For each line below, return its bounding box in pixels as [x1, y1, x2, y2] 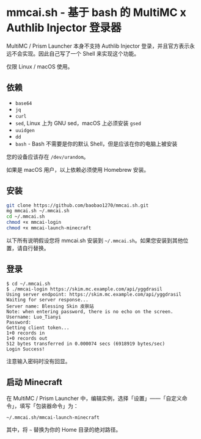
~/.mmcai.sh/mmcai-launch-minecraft [6, 414, 100, 421]
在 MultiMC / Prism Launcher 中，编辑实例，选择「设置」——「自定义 [6, 394, 182, 402]
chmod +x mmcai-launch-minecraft [6, 225, 92, 231]
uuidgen [15, 127, 35, 133]
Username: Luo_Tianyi [6, 314, 62, 320]
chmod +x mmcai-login [6, 219, 62, 226]
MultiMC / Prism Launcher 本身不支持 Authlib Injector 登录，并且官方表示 [6, 42, 190, 50]
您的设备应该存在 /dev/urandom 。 [6, 153, 89, 160]
